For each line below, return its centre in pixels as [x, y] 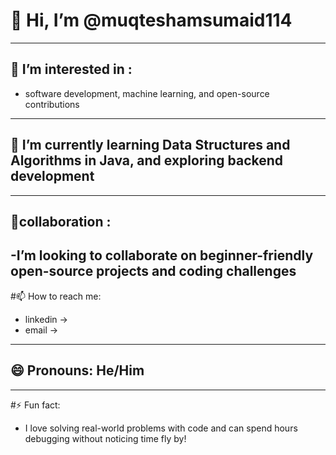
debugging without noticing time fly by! [105, 438]
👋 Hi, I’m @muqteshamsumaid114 [151, 20]
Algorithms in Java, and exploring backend [147, 160]
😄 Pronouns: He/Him [77, 370]
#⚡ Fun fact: [35, 405]
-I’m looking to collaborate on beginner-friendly [162, 255]
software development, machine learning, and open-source [147, 93]
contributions [52, 104]
